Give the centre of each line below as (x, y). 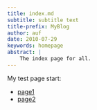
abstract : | (24, 53)
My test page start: (34, 78)
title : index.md (30, 13)
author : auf (24, 33)
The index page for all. (55, 59)
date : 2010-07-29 (32, 39)
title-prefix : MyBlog (38, 26)
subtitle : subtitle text (43, 20)
